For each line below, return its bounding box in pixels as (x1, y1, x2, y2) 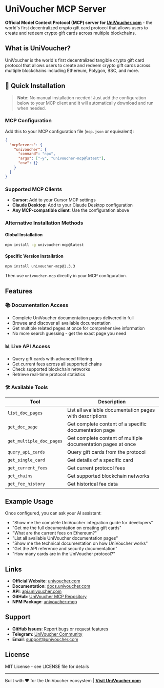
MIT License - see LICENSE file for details (5, 664, 89, 669)
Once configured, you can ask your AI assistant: (5, 510, 102, 516)
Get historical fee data (67, 481, 118, 488)
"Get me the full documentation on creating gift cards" (12, 525, 122, 531)
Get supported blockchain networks (67, 473, 150, 480)
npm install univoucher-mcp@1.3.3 (5, 264, 76, 269)
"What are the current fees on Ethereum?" (12, 530, 97, 536)
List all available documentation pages (67, 407, 155, 414)
